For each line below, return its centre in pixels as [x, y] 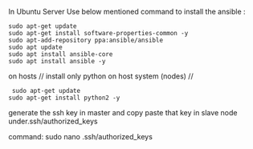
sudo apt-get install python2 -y [64, 98]
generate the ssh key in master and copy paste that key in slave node [123, 113]
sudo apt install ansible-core [61, 54]
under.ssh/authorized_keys [53, 121]
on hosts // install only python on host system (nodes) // [101, 76]
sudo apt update [35, 47]
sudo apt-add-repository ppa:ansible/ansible [86, 40]
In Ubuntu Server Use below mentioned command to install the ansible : [127, 12]
